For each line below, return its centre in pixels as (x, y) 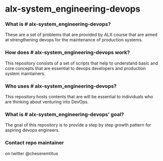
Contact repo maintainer (35, 143)
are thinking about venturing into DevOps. (47, 102)
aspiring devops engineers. (32, 130)
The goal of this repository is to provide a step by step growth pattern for (78, 125)
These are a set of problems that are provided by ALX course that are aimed (81, 35)
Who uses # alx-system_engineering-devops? (61, 86)
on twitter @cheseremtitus (32, 153)
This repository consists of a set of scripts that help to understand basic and (81, 63)
